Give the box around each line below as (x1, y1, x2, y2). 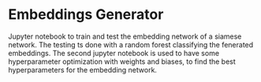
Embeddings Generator (8, 6, 164, 24)
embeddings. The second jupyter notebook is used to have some (8, 48, 219, 58)
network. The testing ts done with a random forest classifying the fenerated (8, 39, 254, 49)
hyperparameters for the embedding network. (8, 65, 158, 74)
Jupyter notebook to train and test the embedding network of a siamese (8, 32, 242, 41)
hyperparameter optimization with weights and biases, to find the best (8, 57, 237, 66)
